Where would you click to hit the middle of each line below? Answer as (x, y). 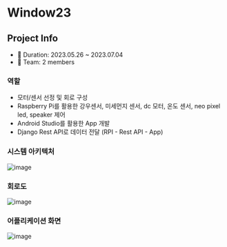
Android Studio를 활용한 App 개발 (63, 123)
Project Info (33, 38)
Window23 (39, 13)
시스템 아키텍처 (31, 152)
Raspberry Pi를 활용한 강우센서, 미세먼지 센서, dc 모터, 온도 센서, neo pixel (119, 106)
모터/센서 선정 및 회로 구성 (52, 97)
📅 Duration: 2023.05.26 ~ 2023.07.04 (70, 55)
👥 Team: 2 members (46, 62)
